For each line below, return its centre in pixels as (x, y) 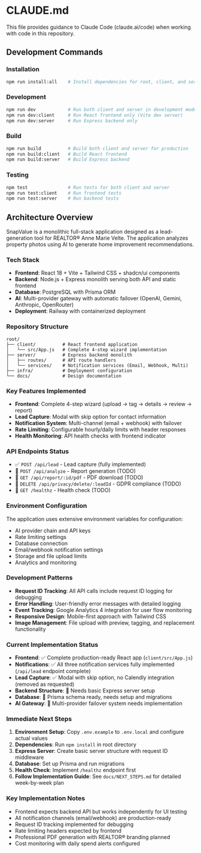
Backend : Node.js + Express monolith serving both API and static (95, 279)
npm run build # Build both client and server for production (97, 148)
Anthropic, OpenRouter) (44, 305)
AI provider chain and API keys (53, 531)
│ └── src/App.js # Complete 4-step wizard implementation (87, 349)
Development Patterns (39, 578)
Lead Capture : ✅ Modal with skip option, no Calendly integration (95, 677)
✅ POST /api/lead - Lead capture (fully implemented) (80, 465)
